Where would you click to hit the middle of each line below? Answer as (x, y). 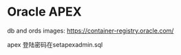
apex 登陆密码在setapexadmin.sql (55, 44)
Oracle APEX (44, 12)
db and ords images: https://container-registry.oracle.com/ (90, 31)
